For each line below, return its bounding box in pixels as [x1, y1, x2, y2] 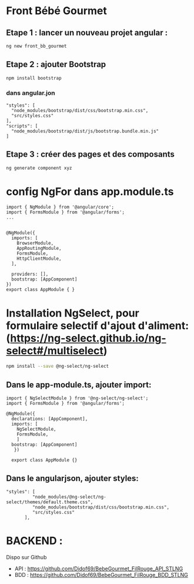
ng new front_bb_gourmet [6, 43, 67, 49]
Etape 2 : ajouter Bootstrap [6, 60, 106, 70]
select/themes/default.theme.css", [6, 499, 93, 505]
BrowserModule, [16, 240, 54, 246]
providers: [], [11, 271, 49, 278]
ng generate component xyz [6, 165, 72, 171]
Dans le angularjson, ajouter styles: [6, 473, 139, 483]
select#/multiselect [6, 344, 104, 357]
